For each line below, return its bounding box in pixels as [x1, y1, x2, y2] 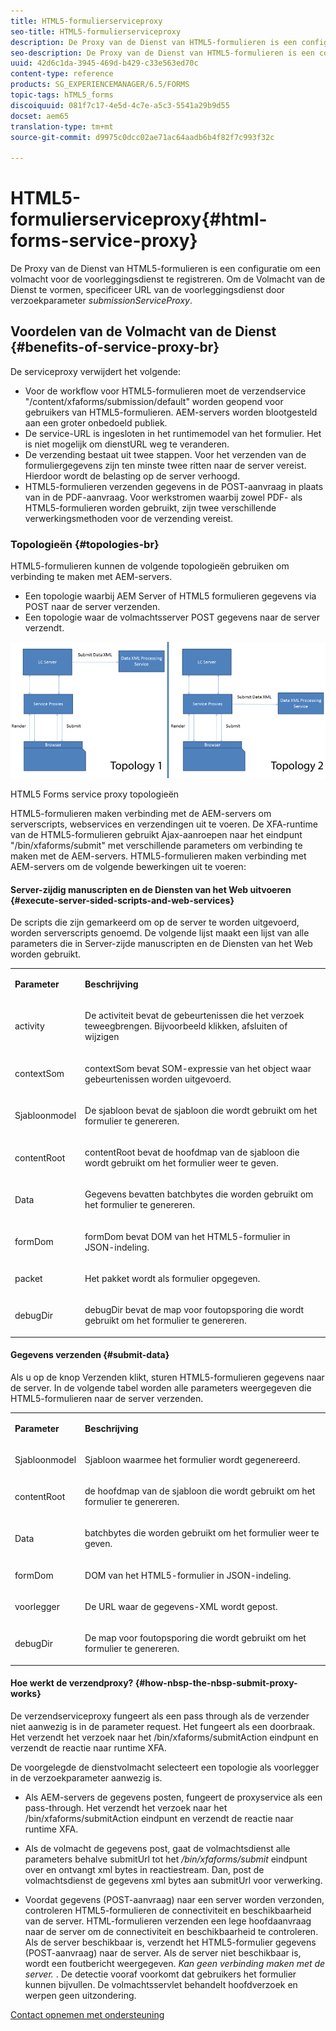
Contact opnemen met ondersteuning [10, 2008, 165, 2020]
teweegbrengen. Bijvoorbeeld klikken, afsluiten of [84, 1020, 288, 1032]
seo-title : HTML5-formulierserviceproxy [10, 26, 182, 37]
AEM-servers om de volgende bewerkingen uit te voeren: [10, 861, 247, 873]
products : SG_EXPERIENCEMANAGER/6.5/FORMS [10, 80, 190, 90]
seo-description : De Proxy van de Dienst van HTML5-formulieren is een [10, 48, 315, 58]
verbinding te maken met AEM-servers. [10, 571, 173, 583]
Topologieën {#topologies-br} [10, 537, 160, 551]
